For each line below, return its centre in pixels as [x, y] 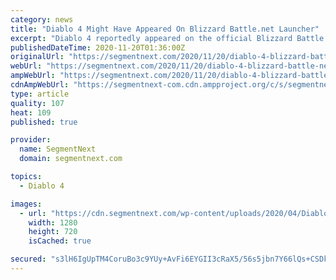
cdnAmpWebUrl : [40, 85]
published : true [44, 122]
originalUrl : [37, 57]
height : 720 [53, 232]
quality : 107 [37, 103]
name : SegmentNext [58, 149]
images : [26, 204]
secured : [28, 259]
